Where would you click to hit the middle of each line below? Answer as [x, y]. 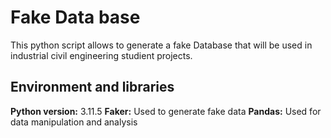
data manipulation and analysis [74, 122]
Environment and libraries [92, 87]
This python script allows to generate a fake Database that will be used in [161, 45]
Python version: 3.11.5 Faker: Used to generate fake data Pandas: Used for [166, 111]
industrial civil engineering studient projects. [101, 55]
